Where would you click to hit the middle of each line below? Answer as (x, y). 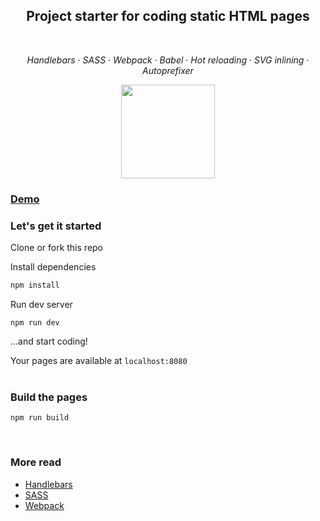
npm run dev (35, 322)
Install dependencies (53, 267)
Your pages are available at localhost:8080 (99, 360)
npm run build (40, 418)
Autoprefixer (168, 70)
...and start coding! (49, 341)
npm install (35, 285)
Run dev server (41, 304)
